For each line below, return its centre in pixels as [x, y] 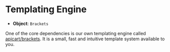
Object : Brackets [30, 23]
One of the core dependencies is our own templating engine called [76, 33]
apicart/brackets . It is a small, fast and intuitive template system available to [85, 39]
